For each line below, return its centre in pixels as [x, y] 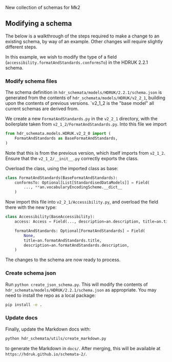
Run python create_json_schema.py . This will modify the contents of [77, 284]
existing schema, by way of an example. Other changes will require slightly [84, 41]
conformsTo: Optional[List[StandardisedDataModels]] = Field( [82, 183]
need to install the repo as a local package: [51, 295]
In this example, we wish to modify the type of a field [61, 57]
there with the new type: [31, 207]
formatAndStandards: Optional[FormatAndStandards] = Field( [80, 231]
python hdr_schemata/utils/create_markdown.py [56, 338]
